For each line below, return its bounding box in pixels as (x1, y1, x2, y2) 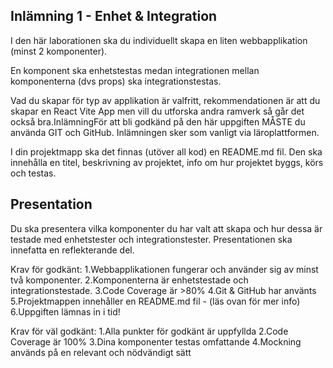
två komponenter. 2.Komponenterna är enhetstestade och (10, 274, 249, 286)
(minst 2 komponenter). (10, 45, 108, 57)
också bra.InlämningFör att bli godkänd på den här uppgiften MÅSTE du (10, 115, 306, 128)
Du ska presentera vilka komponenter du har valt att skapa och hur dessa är (10, 222, 323, 234)
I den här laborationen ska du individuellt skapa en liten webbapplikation (10, 34, 308, 46)
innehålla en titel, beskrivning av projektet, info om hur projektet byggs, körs (10, 156, 324, 168)
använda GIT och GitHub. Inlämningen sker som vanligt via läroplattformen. (10, 126, 320, 138)
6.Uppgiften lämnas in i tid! (10, 305, 121, 318)
